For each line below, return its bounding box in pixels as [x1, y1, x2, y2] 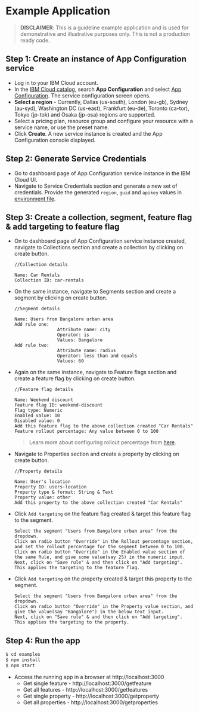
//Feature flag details [14, 387, 74, 393]
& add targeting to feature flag [5, 221, 120, 231]
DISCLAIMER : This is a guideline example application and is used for [20, 24, 189, 31]
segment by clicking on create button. [14, 294, 108, 301]
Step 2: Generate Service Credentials [5, 154, 147, 164]
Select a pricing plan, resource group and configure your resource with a [14, 117, 193, 124]
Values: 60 [57, 358, 84, 364]
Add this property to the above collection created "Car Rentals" [14, 500, 183, 506]
